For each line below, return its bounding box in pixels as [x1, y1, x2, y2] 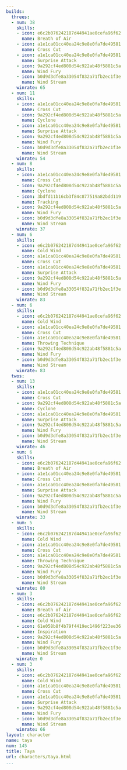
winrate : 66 [16, 727, 45, 733]
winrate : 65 [16, 85, 45, 91]
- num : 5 [11, 520, 33, 526]
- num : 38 [11, 19, 35, 25]
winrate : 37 [16, 226, 45, 232]
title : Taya [6, 748, 35, 754]
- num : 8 [11, 161, 33, 167]
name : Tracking [21, 199, 59, 205]
